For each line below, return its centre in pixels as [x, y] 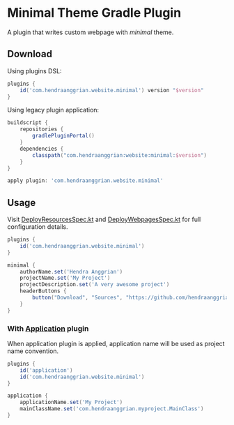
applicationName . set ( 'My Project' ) [71, 403]
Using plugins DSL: [34, 70]
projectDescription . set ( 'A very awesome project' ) [95, 285]
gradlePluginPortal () [64, 136]
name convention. [33, 351]
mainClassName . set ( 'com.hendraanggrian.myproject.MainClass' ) [112, 409]
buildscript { [28, 123]
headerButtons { [44, 291]
